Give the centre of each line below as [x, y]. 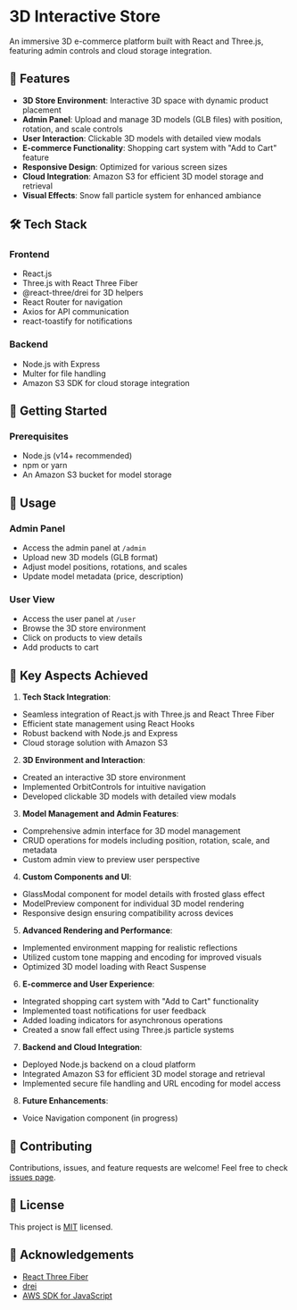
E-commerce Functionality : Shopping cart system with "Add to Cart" [149, 147]
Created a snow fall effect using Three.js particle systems [128, 1030]
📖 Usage [33, 503]
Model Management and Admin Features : [100, 814]
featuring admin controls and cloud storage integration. [111, 50]
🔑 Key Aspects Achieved [79, 675]
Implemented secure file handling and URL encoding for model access [151, 1084]
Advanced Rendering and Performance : [97, 930]
